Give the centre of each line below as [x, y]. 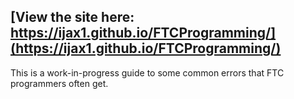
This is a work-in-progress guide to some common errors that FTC [147, 72]
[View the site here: [72, 17]
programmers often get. [59, 83]
